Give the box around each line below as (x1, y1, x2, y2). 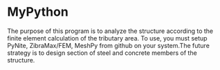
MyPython (7, 4, 69, 20)
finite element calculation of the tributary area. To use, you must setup (7, 34, 208, 42)
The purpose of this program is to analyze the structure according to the (7, 27, 213, 35)
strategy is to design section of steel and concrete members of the (7, 49, 197, 57)
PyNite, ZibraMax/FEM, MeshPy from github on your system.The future (7, 41, 210, 49)
